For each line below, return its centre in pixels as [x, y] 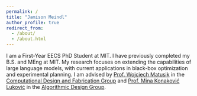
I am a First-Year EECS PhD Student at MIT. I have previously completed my [98, 56]
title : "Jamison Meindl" [37, 17]
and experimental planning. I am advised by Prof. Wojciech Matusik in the [96, 75]
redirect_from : [25, 28]
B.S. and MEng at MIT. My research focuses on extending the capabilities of [99, 62]
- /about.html [29, 39]
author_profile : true [33, 22]
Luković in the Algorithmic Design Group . [56, 87]
